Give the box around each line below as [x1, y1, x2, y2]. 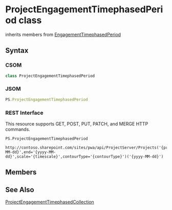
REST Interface [5, 109, 44, 116]
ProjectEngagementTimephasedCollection [5, 199, 95, 205]
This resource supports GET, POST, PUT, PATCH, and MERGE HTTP [5, 120, 148, 127]
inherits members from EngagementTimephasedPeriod [5, 31, 121, 37]
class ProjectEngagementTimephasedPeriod [5, 73, 95, 78]
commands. [5, 126, 31, 132]
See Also [5, 185, 34, 194]
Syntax [5, 46, 29, 55]
